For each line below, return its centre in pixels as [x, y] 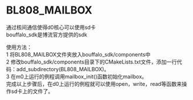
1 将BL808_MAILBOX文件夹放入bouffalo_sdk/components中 [79, 54]
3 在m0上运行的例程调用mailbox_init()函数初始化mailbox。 [76, 76]
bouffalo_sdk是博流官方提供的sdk [47, 34]
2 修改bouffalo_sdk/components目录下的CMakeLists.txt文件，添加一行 [92, 62]
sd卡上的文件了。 [32, 91]
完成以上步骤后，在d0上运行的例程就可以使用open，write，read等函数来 [94, 84]
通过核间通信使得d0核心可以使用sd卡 [51, 27]
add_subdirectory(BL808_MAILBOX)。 [63, 69]
